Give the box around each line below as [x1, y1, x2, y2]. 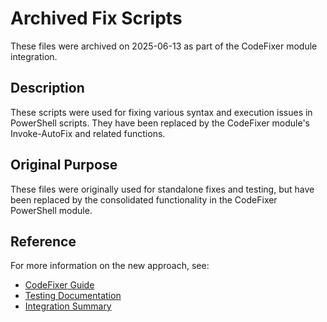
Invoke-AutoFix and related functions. [10, 127, 166, 139]
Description [10, 80, 85, 97]
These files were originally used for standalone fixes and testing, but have [10, 183, 315, 195]
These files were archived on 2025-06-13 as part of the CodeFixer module [10, 40, 318, 52]
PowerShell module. [10, 204, 93, 216]
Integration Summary [24, 300, 112, 312]
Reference [10, 233, 77, 250]
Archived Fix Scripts [10, 7, 183, 30]
